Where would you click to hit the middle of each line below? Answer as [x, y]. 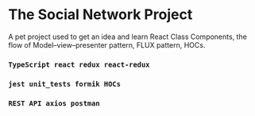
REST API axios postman [54, 103]
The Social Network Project [100, 15]
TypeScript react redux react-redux [79, 64]
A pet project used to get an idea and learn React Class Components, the [128, 37]
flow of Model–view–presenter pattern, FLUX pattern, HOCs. [107, 44]
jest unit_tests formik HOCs [65, 84]
